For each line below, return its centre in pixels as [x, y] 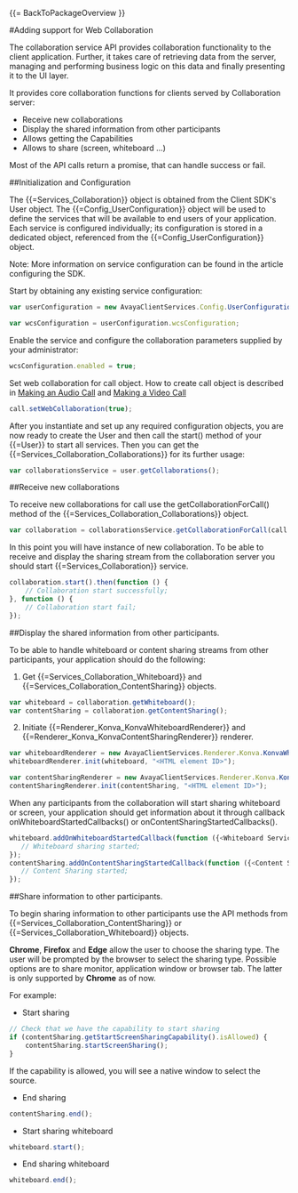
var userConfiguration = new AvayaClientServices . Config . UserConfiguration [152, 307]
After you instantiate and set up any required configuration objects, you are [146, 425]
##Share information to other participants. [86, 897]
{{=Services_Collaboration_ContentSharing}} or [95, 923]
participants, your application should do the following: [107, 659]
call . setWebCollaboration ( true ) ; [71, 408]
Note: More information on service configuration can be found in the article [146, 264]
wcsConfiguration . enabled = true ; [73, 366]
